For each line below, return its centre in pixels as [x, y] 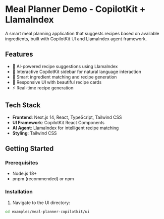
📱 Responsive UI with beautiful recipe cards [57, 82]
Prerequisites [22, 162]
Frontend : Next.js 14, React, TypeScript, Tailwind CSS [67, 117]
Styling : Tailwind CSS [34, 133]
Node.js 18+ [25, 174]
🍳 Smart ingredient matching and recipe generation [65, 77]
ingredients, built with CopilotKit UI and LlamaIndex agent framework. [76, 39]
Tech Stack [23, 105]
